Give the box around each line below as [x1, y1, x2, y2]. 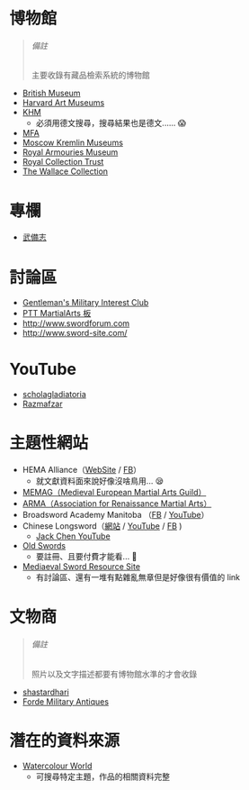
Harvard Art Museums [22, 97, 105, 108]
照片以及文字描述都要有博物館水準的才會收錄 [31, 668, 198, 679]
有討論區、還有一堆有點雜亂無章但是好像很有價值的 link [35, 572, 241, 583]
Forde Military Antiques [22, 695, 110, 707]
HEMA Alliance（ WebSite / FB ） [22, 465, 142, 476]
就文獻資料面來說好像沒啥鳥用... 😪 [35, 476, 165, 486]
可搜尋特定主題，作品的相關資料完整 [35, 771, 171, 782]
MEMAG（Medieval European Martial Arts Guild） [22, 487, 207, 498]
